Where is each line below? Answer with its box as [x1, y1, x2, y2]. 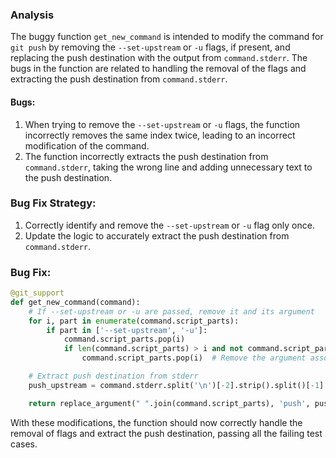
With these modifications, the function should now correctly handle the [10, 416, 303, 428]
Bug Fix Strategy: [10, 196, 97, 210]
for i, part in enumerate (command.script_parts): [28, 316, 240, 326]
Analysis [10, 8, 55, 22]
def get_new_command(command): [10, 297, 141, 307]
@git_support [10, 288, 65, 298]
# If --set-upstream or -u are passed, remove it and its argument [28, 306, 315, 317]
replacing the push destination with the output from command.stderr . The [10, 52, 308, 64]
